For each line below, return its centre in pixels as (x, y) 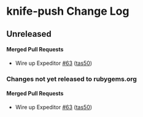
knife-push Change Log (68, 11)
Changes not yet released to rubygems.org (71, 79)
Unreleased (29, 34)
